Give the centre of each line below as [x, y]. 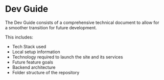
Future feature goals [33, 62]
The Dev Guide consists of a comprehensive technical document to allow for [82, 22]
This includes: [19, 37]
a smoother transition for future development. [51, 27]
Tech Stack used [29, 46]
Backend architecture [34, 67]
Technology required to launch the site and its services [68, 57]
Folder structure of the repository [46, 72]
